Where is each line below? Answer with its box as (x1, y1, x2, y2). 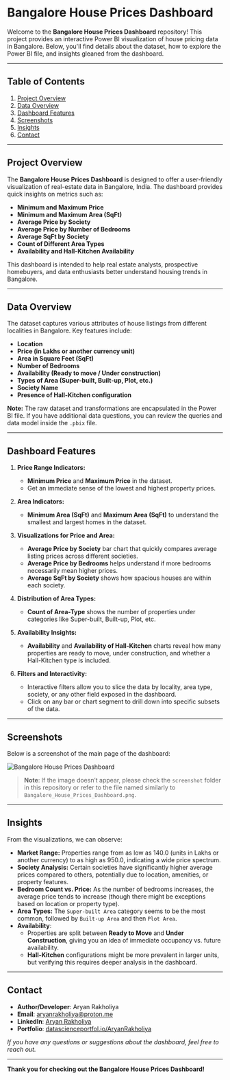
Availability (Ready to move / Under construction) (16, 369, 161, 377)
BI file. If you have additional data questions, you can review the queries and (7, 412, 222, 420)
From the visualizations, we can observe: (7, 835, 123, 843)
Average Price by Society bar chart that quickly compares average (27, 545, 217, 553)
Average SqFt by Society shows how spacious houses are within (27, 574, 212, 582)
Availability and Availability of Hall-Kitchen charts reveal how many (27, 642, 221, 650)
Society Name (16, 383, 59, 392)
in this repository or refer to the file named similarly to (23, 783, 176, 791)
